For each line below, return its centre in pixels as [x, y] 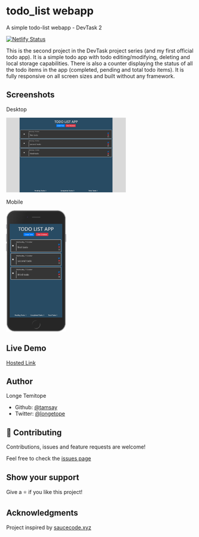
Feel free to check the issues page [49, 459]
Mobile [15, 202]
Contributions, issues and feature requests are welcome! [76, 447]
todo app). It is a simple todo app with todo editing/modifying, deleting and [98, 57]
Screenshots [30, 95]
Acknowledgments [42, 513]
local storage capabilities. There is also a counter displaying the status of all [99, 63]
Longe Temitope [26, 396]
